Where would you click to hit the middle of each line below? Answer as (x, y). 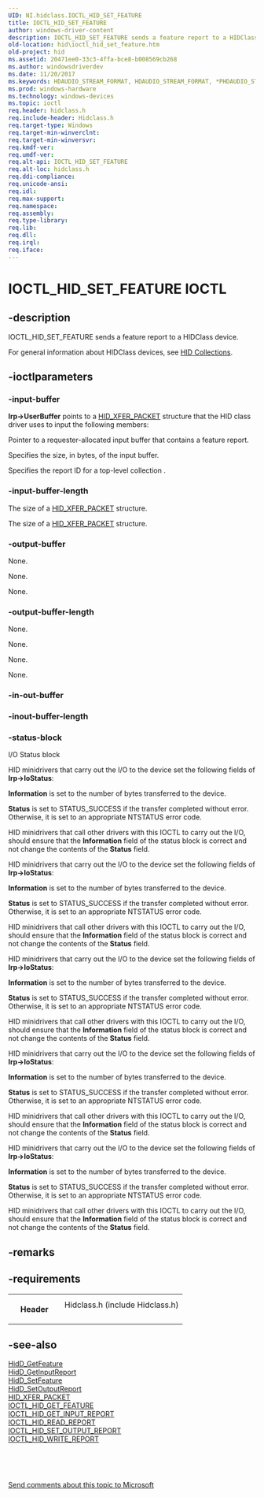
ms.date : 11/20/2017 (42, 74)
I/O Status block (34, 755)
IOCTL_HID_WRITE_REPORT (54, 1439)
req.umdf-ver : (31, 154)
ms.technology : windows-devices (61, 96)
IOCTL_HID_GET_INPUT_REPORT (61, 1414)
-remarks (31, 1252)
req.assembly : (31, 214)
